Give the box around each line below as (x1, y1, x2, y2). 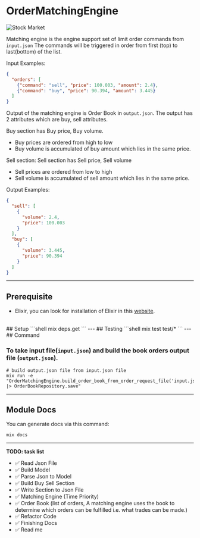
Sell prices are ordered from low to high (14, 168, 112, 176)
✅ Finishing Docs (14, 520, 58, 527)
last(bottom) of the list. (6, 48, 62, 55)
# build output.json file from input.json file (6, 367, 127, 373)
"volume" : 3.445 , (21, 248, 65, 254)
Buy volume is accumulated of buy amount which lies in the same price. (14, 145, 191, 152)
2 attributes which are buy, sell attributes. (6, 116, 108, 123)
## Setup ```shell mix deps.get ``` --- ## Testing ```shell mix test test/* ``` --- (6, 326, 192, 333)
